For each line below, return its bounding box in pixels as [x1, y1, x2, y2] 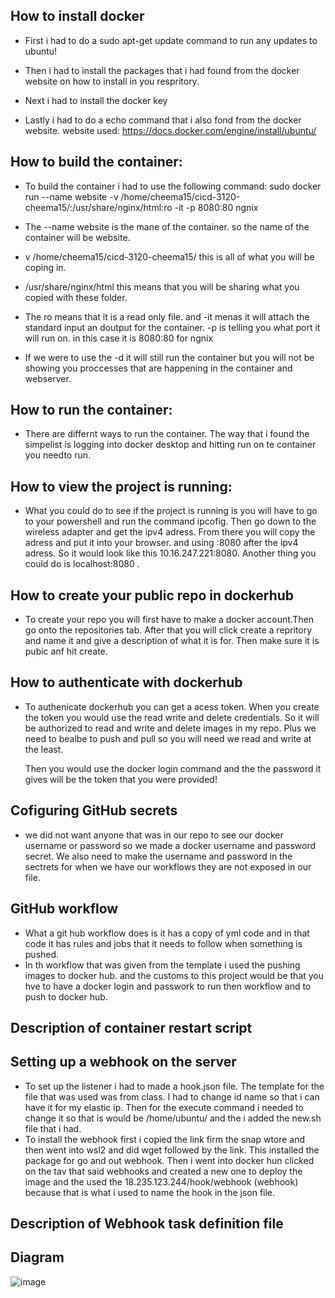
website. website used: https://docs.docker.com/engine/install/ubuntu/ [24, 124, 317, 136]
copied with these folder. [24, 291, 128, 303]
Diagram [10, 1249, 65, 1266]
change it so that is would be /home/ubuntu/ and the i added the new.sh [24, 1112, 322, 1124]
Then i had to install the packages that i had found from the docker [24, 64, 300, 76]
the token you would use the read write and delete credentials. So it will [24, 711, 320, 723]
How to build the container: [10, 154, 183, 171]
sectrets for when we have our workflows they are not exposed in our [24, 860, 312, 873]
